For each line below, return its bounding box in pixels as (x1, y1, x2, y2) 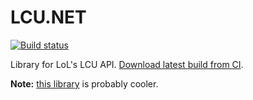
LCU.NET (10, 6, 87, 29)
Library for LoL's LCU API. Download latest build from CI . (10, 58, 244, 70)
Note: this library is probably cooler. (10, 77, 159, 90)
